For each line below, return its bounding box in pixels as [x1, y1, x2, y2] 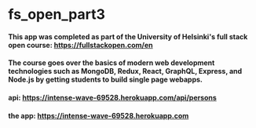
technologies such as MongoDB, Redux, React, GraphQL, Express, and [8, 67, 243, 76]
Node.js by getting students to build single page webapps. [8, 75, 203, 84]
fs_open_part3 [8, 5, 106, 24]
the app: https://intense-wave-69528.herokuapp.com [8, 111, 189, 120]
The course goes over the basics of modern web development [8, 58, 215, 68]
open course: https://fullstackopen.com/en [8, 40, 153, 49]
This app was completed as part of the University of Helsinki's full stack [8, 31, 248, 41]
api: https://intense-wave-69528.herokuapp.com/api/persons [8, 93, 218, 102]
